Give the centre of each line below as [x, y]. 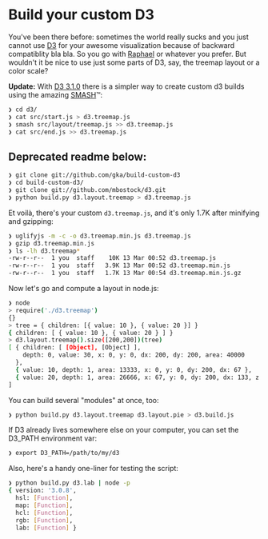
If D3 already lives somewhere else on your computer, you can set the [124, 430]
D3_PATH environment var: [53, 438]
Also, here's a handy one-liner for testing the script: [93, 469]
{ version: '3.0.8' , [43, 491]
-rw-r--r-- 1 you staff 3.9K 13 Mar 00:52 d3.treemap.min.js [119, 266]
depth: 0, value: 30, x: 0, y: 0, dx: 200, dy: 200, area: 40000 [134, 355]
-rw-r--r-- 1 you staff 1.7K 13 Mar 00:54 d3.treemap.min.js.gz [125, 273]
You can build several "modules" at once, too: [84, 400]
